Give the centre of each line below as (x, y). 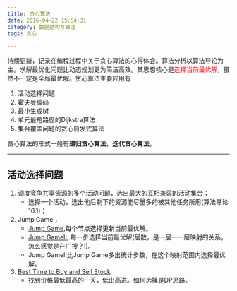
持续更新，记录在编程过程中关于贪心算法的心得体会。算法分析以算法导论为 (115, 61)
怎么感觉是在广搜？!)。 (61, 246)
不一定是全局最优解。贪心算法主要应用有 (72, 78)
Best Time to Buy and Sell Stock (64, 272)
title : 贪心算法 (29, 14)
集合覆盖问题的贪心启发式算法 (61, 129)
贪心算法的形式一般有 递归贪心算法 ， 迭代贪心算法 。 (81, 144)
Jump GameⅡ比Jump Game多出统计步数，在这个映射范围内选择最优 (127, 255)
